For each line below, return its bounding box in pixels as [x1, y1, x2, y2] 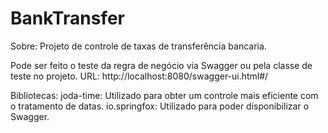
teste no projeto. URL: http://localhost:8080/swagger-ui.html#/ [10, 70, 269, 82]
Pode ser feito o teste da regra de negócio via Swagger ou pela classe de [10, 59, 313, 71]
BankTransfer [10, 7, 125, 30]
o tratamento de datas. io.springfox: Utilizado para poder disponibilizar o [10, 100, 310, 112]
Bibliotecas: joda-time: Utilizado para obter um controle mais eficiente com [10, 89, 319, 101]
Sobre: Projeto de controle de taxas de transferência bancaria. [10, 40, 267, 52]
